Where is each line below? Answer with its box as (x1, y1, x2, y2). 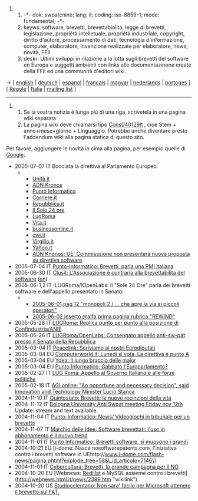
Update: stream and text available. (14, 407, 98, 414)
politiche (14, 375, 36, 383)
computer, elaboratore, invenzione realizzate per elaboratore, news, (23, 42, 189, 50)
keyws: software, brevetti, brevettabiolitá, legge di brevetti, (23, 24, 166, 31)
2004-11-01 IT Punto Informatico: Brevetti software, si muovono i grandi (14, 439, 189, 445)
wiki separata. (23, 115, 58, 121)
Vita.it (32, 219, 47, 226)
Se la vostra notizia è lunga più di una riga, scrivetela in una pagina (23, 108, 186, 116)
